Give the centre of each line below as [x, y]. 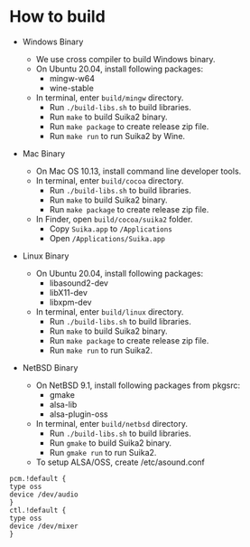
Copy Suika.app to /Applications [111, 229]
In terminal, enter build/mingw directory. [110, 98]
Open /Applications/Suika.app [107, 238]
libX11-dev [69, 292]
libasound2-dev [79, 283]
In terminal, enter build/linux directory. [110, 311]
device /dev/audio [44, 495]
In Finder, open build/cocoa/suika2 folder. [114, 219]
